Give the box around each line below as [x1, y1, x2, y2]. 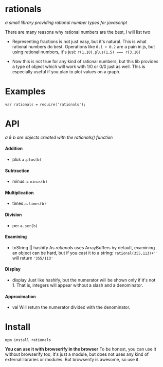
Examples [5, 86, 46, 97]
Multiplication [5, 190, 34, 195]
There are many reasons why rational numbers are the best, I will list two [5, 29, 151, 35]
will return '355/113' [12, 255, 54, 261]
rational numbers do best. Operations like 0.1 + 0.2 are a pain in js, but [12, 43, 155, 49]
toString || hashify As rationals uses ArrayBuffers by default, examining [12, 244, 155, 250]
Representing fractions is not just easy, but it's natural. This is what [12, 38, 147, 44]
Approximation [5, 293, 36, 299]
